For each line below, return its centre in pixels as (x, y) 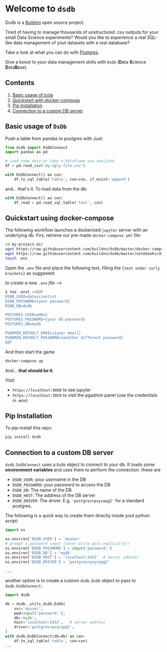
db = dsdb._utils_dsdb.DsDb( (35, 604)
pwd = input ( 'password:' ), (40, 613)
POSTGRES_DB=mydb (23, 324)
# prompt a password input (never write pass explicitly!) (68, 543)
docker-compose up (24, 361)
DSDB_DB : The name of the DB (42, 490)
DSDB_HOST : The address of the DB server (54, 495)
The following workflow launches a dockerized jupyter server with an (77, 230)
